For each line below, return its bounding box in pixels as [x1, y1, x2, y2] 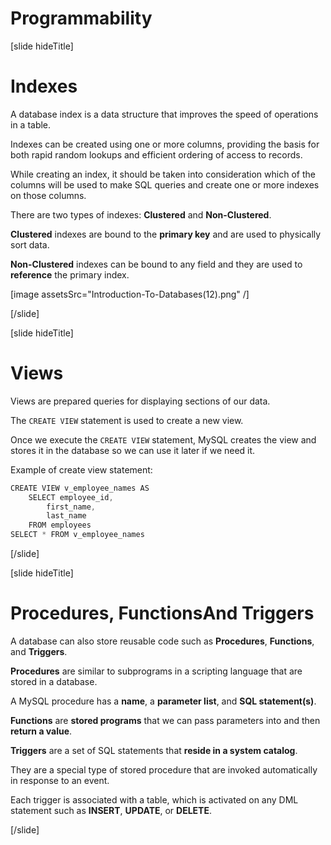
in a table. [10, 118, 52, 131]
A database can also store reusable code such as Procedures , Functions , [10, 635, 315, 647]
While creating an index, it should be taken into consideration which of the [10, 168, 316, 180]
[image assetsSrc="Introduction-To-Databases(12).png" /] [10, 288, 250, 300]
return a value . [10, 725, 73, 737]
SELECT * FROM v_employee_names [10, 530, 145, 540]
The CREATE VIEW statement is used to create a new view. [10, 414, 244, 426]
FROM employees [28, 520, 92, 531]
